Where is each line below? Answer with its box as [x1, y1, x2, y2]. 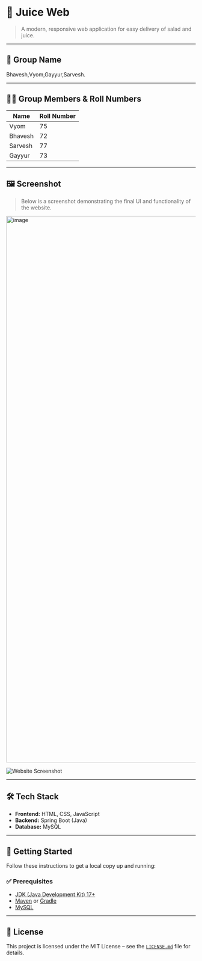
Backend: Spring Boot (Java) [14, 817, 87, 824]
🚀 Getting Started [6, 846, 73, 856]
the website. [20, 204, 52, 211]
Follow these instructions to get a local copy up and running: [6, 862, 156, 869]
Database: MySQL [14, 823, 61, 830]
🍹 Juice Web [6, 5, 70, 19]
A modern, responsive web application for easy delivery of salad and [20, 25, 192, 32]
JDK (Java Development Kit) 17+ [14, 891, 96, 898]
